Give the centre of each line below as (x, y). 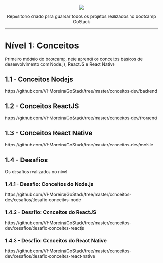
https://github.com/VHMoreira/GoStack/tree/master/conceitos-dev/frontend (81, 118)
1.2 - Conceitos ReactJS (42, 106)
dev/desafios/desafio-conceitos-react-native (50, 256)
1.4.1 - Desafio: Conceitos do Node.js (49, 184)
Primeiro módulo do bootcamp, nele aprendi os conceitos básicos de (74, 59)
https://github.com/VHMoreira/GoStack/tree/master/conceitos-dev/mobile (79, 145)
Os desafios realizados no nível (36, 172)
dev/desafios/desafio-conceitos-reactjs (45, 228)
